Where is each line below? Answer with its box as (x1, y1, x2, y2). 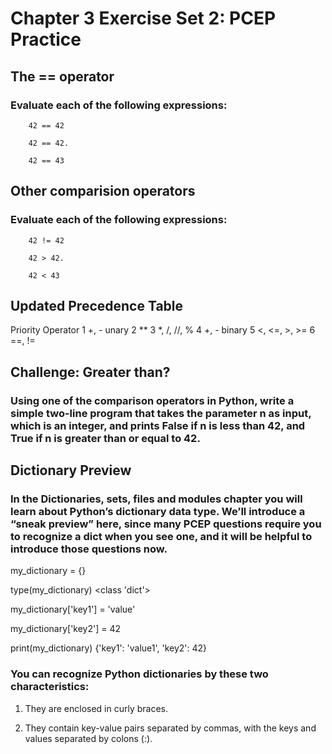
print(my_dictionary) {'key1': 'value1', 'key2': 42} (10, 642, 208, 654)
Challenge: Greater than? (10, 363, 171, 381)
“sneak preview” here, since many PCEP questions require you (10, 517, 322, 531)
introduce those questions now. (10, 542, 168, 556)
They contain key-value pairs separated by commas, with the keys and (24, 722, 317, 734)
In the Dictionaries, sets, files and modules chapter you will (10, 492, 303, 506)
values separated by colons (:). (24, 732, 153, 744)
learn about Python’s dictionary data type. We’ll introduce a (10, 505, 306, 518)
